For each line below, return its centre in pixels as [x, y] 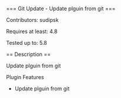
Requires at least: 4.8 [32, 31]
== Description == [29, 54]
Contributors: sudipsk [32, 20]
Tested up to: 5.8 [27, 43]
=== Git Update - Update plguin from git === [61, 9]
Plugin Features [25, 77]
